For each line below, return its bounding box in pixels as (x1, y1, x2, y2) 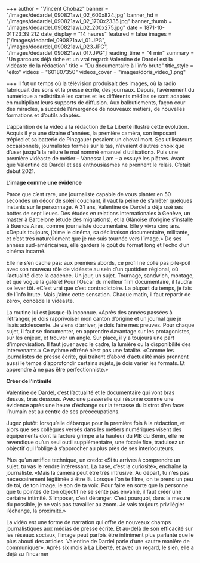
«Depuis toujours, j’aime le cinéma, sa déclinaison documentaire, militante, (6, 229, 190, 236)
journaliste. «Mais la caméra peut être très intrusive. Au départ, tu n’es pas (6, 469, 189, 476)
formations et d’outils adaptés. (6, 112, 81, 119)
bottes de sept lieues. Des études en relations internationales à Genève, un (6, 210, 191, 216)
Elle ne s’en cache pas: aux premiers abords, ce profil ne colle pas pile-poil (6, 259, 191, 266)
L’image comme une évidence (6, 179, 82, 186)
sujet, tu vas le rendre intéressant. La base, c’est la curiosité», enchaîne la (6, 463, 188, 470)
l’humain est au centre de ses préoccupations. (6, 408, 121, 415)
